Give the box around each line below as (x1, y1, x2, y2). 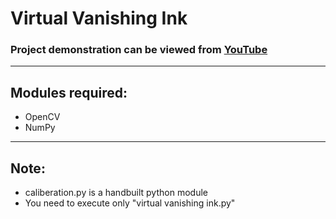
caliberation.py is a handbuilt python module (24, 187, 208, 199)
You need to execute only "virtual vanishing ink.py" (24, 197, 236, 209)
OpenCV (24, 111, 61, 123)
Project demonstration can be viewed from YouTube (10, 43, 268, 57)
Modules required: (10, 84, 128, 101)
